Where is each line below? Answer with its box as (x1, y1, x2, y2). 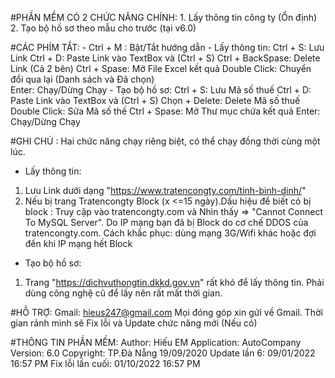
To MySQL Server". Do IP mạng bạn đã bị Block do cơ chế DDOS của (24, 217, 309, 228)
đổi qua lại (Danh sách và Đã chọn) (10, 73, 155, 85)
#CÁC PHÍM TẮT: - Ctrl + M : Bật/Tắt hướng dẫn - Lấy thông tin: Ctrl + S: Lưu (10, 42, 325, 53)
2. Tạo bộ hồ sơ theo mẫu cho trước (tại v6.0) (10, 22, 197, 34)
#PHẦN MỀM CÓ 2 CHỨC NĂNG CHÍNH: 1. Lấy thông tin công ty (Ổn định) (10, 12, 318, 23)
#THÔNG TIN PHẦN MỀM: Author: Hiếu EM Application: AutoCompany (10, 337, 302, 348)
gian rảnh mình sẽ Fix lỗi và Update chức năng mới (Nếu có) (10, 317, 258, 329)
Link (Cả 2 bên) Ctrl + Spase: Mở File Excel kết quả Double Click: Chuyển (10, 63, 312, 74)
